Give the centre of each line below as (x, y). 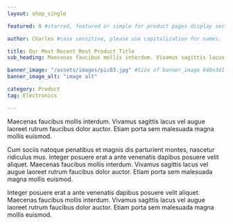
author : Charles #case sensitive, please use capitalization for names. (114, 39)
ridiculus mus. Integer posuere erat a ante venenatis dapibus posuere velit (113, 157)
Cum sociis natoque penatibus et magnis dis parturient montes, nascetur (111, 149)
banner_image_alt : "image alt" (52, 77)
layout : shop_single (37, 14)
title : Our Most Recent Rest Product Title (71, 51)
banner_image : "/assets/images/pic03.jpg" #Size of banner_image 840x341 (116, 70)
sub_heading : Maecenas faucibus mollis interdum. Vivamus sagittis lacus (116, 58)
